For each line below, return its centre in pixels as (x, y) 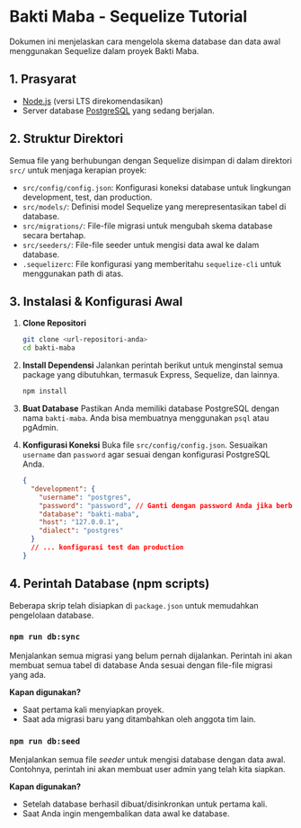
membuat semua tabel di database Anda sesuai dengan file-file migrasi (141, 665)
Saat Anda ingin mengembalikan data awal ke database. (126, 814)
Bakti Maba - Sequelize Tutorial (128, 17)
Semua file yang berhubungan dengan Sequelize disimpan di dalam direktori (150, 160)
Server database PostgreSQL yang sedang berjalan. (119, 111)
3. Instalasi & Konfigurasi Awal (96, 302)
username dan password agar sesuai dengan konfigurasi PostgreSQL (146, 454)
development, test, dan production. (87, 197)
